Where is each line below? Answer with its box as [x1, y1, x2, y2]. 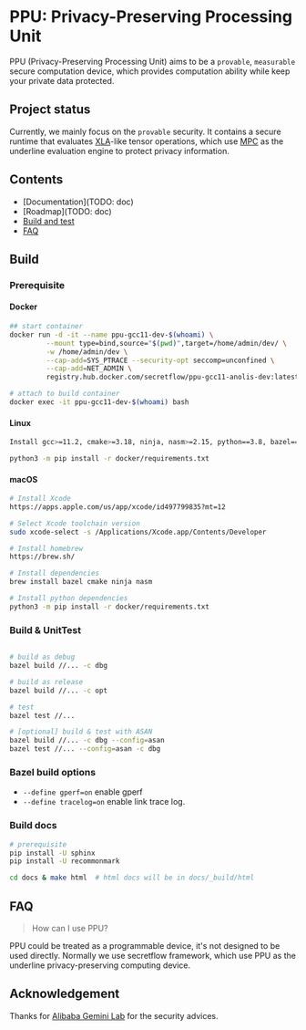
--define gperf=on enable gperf [22, 786, 143, 797]
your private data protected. [9, 75, 115, 86]
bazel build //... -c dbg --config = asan [9, 736, 166, 745]
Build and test [22, 215, 75, 226]
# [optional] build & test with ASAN [9, 727, 153, 736]
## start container [9, 322, 84, 331]
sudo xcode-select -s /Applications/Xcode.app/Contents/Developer [9, 527, 267, 536]
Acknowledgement [9, 986, 120, 1002]
